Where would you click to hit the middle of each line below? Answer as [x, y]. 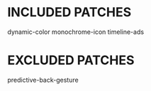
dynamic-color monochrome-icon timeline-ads [75, 32]
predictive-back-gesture [43, 80]
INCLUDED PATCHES [69, 12]
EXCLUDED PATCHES [71, 60]
